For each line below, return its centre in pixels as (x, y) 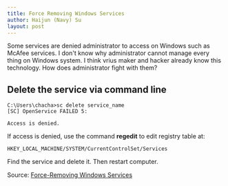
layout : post (26, 26)
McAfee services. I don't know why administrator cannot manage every (108, 53)
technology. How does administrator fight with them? (82, 68)
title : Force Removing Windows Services (66, 13)
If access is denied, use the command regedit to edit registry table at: (106, 136)
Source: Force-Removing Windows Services (70, 175)
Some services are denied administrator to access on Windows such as (108, 46)
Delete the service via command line (87, 89)
